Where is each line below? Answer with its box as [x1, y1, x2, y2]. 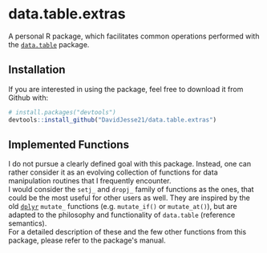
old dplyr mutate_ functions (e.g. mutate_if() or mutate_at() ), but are [8, 202, 238, 211]
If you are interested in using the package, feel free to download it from [8, 84, 244, 94]
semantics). [8, 219, 47, 228]
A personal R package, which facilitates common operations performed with [8, 31, 260, 41]
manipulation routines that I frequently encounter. [8, 176, 172, 186]
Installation [8, 63, 66, 77]
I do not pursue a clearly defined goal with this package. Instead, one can [8, 159, 251, 169]
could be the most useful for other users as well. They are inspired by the [8, 193, 250, 203]
